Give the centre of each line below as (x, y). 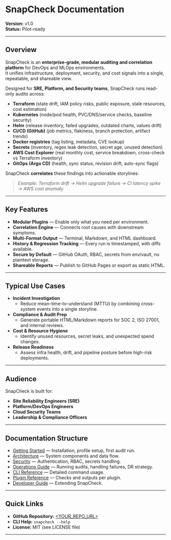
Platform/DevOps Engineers (43, 407)
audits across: (30, 93)
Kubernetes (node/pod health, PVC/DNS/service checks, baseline (82, 114)
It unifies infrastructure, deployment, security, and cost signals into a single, (85, 73)
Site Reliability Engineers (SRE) (46, 401)
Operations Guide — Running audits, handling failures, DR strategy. (83, 467)
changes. (30, 342)
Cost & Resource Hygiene (40, 331)
